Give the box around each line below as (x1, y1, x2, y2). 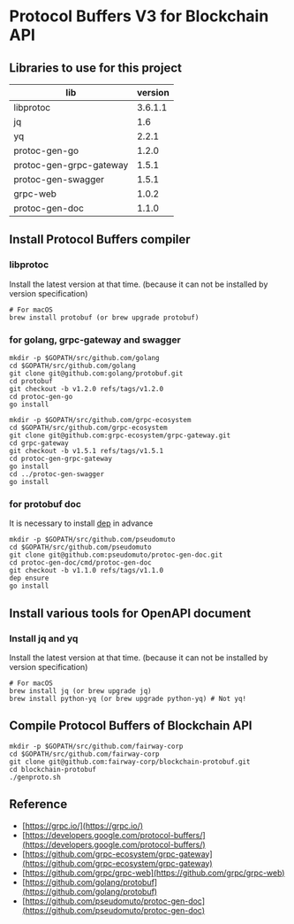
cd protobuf (9, 376, 53, 386)
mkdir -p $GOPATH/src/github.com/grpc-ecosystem (9, 415, 192, 424)
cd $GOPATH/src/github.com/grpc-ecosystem (9, 423, 168, 432)
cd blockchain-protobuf (9, 765, 97, 774)
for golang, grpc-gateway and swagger (9, 334, 181, 346)
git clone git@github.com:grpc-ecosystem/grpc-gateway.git (9, 431, 231, 440)
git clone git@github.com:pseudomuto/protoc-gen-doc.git (9, 551, 223, 559)
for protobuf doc (9, 497, 82, 510)
